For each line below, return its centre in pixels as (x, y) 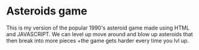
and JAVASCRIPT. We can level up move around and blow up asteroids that (99, 34)
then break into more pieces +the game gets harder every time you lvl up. (98, 40)
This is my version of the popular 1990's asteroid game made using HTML (98, 28)
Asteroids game (47, 11)
